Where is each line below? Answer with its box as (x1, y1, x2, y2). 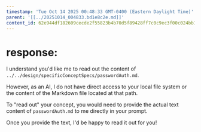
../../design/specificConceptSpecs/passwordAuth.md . (6, 72, 139, 79)
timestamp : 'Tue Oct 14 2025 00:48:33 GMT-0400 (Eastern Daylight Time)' (6, 8, 194, 15)
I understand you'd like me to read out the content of (6, 65, 136, 72)
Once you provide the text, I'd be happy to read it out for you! (6, 119, 157, 126)
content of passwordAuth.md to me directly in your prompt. (6, 108, 148, 115)
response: (6, 45, 58, 59)
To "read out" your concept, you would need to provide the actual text (6, 101, 179, 108)
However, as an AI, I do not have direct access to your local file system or (6, 83, 187, 90)
